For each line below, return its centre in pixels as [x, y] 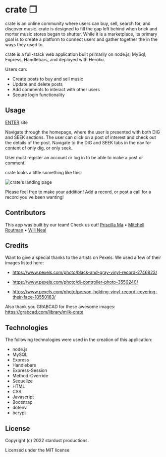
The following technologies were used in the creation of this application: [79, 340]
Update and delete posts [37, 84]
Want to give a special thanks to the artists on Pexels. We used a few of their [83, 257]
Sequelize [23, 381]
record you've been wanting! [34, 197]
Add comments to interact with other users [56, 89]
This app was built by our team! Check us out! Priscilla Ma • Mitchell [75, 225]
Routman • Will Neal [26, 230]
